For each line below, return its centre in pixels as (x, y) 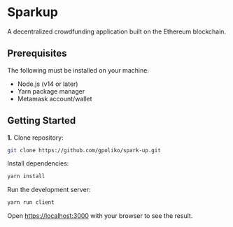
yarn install (26, 176)
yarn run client (31, 203)
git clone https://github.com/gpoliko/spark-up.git (84, 150)
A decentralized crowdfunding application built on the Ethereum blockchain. (116, 31)
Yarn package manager (51, 91)
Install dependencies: (38, 163)
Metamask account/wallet (55, 98)
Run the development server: (49, 190)
